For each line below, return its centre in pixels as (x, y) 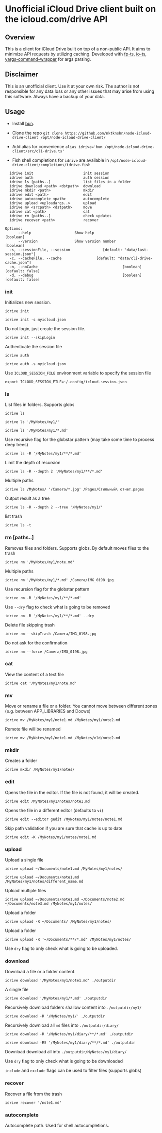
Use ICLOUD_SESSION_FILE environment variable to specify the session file (78, 373)
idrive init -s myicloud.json (36, 320)
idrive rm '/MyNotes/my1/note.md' (40, 562)
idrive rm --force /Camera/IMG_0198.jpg (47, 652)
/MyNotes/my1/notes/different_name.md (44, 881)
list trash (14, 516)
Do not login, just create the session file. (45, 328)
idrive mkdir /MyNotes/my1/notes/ (40, 770)
